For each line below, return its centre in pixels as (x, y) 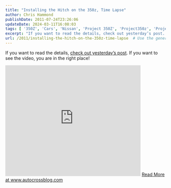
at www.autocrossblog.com (34, 180)
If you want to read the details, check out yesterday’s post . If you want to (82, 53)
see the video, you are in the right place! (48, 58)
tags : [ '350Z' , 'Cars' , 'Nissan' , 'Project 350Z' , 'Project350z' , (78, 29)
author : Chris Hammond (29, 15)
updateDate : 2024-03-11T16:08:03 (41, 24)
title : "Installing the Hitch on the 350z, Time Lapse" (66, 10)
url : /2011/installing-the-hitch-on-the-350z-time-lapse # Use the (79, 39)
